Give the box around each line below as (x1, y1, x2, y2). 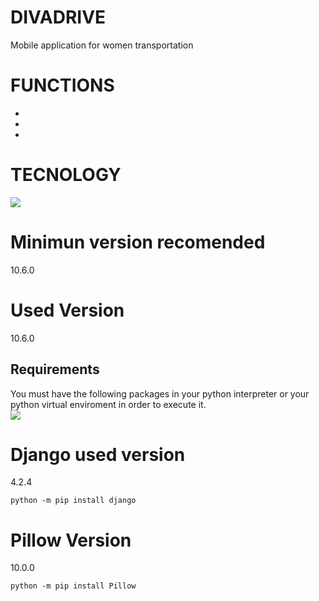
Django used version (10, 443, 186, 466)
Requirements (10, 361, 100, 378)
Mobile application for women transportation (10, 39, 194, 51)
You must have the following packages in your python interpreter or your (10, 387, 310, 400)
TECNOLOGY (10, 164, 122, 186)
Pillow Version (10, 529, 132, 551)
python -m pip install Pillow (10, 581, 137, 591)
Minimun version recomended (10, 231, 266, 253)
